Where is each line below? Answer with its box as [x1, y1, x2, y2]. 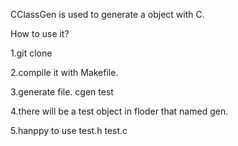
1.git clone [10, 47, 53, 59]
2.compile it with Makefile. [10, 67, 119, 78]
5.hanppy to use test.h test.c [10, 125, 128, 136]
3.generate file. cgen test [10, 86, 114, 98]
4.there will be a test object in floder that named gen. [10, 105, 229, 117]
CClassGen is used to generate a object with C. [10, 9, 205, 20]
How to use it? [10, 28, 70, 39]
